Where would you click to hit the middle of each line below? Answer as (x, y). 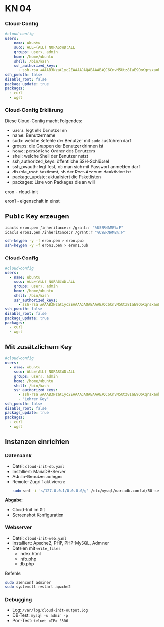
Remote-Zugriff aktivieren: (39, 482)
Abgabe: (14, 500)
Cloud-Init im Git (29, 510)
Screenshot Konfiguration (38, 515)
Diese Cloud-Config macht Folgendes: (44, 121)
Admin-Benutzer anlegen (37, 476)
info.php (28, 559)
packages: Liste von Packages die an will (53, 182)
